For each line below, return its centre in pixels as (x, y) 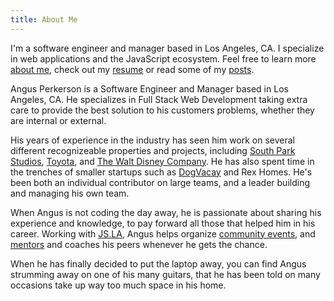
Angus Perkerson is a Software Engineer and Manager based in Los (149, 88)
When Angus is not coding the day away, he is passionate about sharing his (166, 212)
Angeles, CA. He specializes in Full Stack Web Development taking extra (159, 99)
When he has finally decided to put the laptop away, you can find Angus (158, 263)
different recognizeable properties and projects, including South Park (153, 150)
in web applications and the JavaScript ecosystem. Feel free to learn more (163, 58)
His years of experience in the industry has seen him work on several (153, 140)
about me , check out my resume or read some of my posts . (132, 69)
